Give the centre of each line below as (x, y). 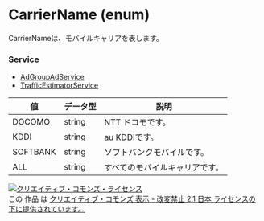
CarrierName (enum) (79, 15)
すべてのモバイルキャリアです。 (164, 168)
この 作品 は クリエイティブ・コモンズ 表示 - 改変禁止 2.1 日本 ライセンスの (132, 199)
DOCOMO (31, 122)
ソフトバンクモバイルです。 (157, 153)
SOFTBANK (34, 152)
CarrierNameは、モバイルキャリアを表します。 (86, 38)
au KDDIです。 (131, 137)
